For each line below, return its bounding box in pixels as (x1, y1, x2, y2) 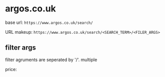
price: (5, 66, 17, 72)
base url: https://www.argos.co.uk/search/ (5, 19, 93, 25)
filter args (5, 43, 36, 52)
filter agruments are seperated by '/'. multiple (5, 57, 98, 63)
